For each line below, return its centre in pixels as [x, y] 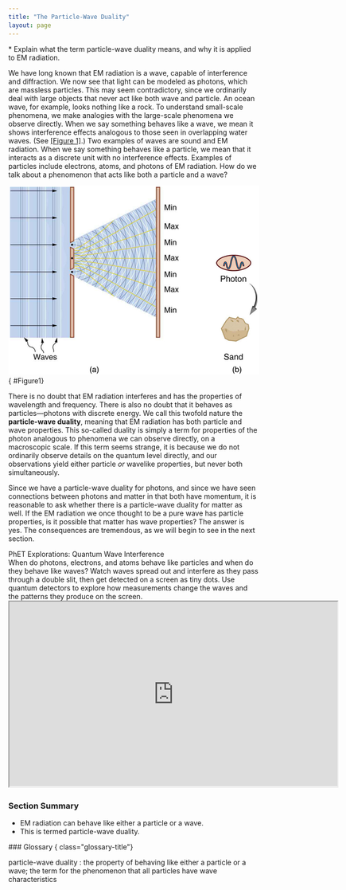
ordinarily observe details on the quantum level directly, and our [113, 456]
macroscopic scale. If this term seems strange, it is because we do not [124, 447]
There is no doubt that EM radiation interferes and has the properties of [125, 396]
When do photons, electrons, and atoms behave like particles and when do [131, 563]
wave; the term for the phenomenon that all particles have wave [113, 870]
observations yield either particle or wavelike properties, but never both [126, 464]
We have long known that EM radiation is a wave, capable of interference [128, 73]
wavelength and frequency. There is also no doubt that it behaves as [121, 405]
